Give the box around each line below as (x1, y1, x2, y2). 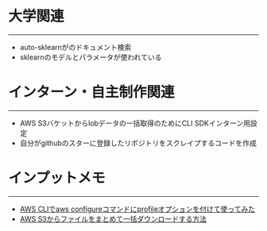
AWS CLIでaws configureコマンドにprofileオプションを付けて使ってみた (19, 204, 256, 214)
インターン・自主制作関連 (8, 83, 175, 102)
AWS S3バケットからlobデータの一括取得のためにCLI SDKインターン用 (19, 118, 250, 128)
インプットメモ (8, 169, 106, 187)
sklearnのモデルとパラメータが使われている (19, 52, 162, 62)
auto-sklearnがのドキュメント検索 (19, 42, 132, 52)
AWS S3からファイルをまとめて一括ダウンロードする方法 (19, 214, 207, 223)
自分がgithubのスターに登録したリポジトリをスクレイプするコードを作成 (19, 138, 257, 148)
